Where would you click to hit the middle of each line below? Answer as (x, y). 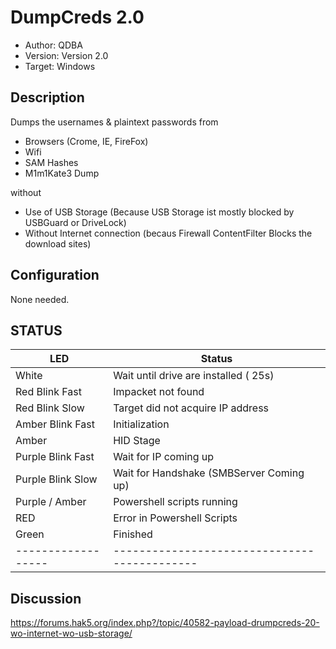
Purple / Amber (51, 502)
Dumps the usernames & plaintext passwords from (114, 122)
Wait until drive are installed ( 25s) (194, 376)
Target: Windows (60, 66)
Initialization (141, 424)
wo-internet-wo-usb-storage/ (71, 633)
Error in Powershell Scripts (175, 518)
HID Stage (137, 441)
